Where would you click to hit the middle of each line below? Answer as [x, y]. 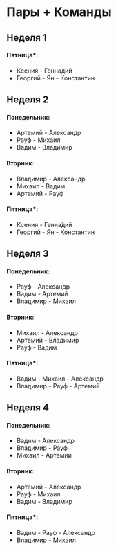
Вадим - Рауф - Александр [56, 532]
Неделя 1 [27, 38]
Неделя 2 [28, 100]
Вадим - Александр [46, 441]
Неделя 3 [28, 254]
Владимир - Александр [51, 179]
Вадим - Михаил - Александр [60, 379]
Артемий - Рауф [40, 193]
